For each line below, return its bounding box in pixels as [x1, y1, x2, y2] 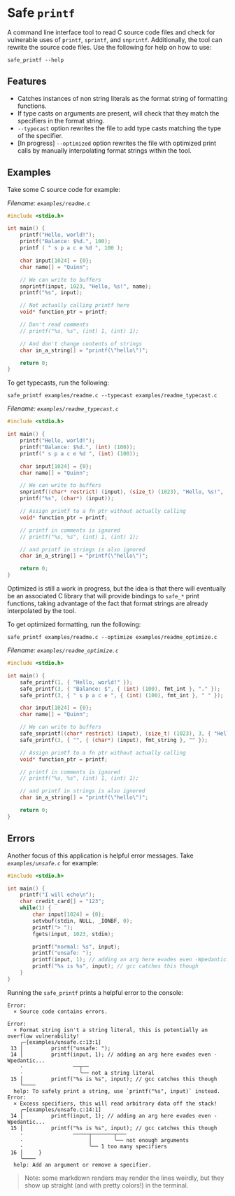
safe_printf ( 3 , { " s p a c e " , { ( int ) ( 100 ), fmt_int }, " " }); [20, 692, 224, 699]
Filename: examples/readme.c [7, 198, 91, 207]
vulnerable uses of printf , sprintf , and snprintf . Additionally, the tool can [7, 35, 222, 43]
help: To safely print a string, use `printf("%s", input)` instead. [13, 1087, 220, 1094]
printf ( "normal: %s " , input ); [32, 943, 120, 950]
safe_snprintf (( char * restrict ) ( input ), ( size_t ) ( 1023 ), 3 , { [20, 730, 211, 737]
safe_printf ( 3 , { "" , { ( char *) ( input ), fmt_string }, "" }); [20, 736, 208, 743]
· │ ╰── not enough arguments [20, 1136, 190, 1143]
